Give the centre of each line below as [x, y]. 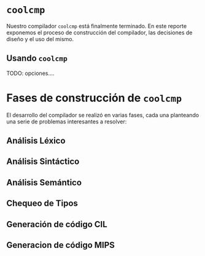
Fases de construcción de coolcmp [94, 98]
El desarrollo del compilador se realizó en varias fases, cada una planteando [103, 115]
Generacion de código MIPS [61, 245]
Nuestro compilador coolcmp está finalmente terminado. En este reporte [97, 26]
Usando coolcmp [37, 59]
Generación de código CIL [57, 224]
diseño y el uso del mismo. [40, 39]
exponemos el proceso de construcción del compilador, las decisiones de [99, 33]
